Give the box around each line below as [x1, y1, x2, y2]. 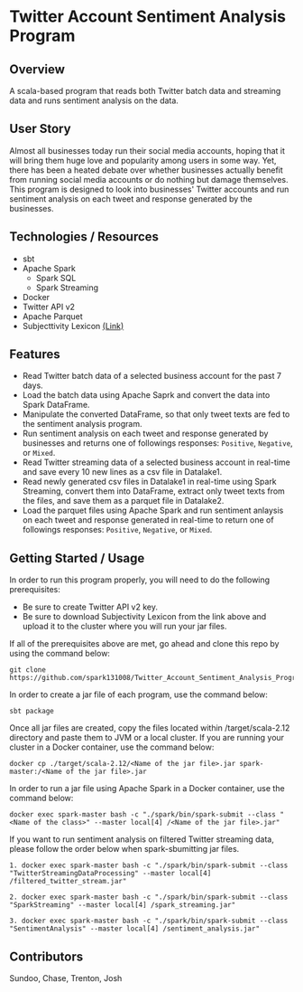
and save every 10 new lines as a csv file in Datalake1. [22, 467, 223, 477]
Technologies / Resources [9, 229, 160, 245]
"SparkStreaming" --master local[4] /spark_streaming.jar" [9, 901, 236, 910]
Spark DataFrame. [22, 400, 90, 411]
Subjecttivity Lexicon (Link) [22, 320, 124, 331]
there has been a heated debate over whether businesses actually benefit [9, 165, 284, 175]
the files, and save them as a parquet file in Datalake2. [22, 496, 225, 506]
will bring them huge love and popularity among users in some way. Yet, [9, 155, 277, 165]
